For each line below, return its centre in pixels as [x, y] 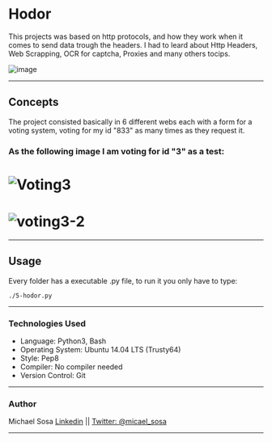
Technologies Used [47, 323]
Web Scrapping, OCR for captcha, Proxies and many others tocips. [119, 53]
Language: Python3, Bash [63, 341]
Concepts [34, 102]
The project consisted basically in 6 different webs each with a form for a [130, 121]
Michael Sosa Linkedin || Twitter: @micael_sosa [88, 422]
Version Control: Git [53, 375]
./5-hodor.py [30, 296]
